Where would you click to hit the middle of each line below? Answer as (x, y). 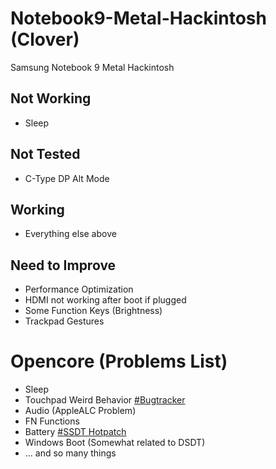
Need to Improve (63, 265)
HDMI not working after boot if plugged (105, 300)
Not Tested (45, 154)
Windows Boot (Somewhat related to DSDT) (115, 443)
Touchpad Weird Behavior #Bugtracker (105, 400)
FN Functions (52, 421)
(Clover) (45, 39)
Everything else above (70, 234)
